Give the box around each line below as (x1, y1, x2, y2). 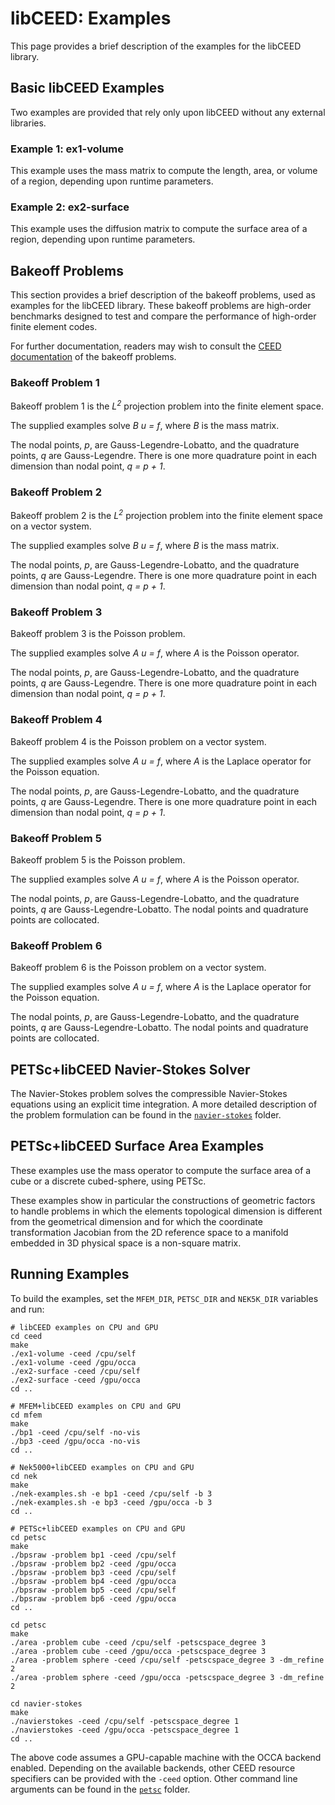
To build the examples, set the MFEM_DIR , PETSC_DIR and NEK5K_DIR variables (10, 1292, 319, 1304)
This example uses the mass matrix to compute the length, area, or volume (10, 165, 318, 177)
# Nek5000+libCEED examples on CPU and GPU (10, 1462, 195, 1472)
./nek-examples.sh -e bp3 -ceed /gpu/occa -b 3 (10, 1497, 213, 1507)
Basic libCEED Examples (10, 80, 165, 97)
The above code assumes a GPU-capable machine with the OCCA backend (10, 1751, 322, 1763)
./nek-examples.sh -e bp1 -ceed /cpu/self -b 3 (10, 1488, 213, 1499)
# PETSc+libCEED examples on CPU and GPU (10, 1523, 186, 1534)
